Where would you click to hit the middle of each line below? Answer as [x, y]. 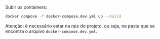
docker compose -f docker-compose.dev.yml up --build [63, 16]
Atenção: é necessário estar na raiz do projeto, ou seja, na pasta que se [80, 26]
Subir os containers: [26, 7]
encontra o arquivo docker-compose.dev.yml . [51, 31]
